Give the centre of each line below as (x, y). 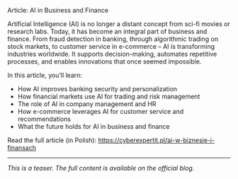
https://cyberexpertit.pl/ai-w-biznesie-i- (157, 140)
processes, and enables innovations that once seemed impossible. (104, 62)
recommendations (44, 119)
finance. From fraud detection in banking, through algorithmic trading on (113, 39)
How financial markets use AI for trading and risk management (109, 96)
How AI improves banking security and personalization (97, 89)
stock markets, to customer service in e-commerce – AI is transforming (111, 46)
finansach (22, 148)
